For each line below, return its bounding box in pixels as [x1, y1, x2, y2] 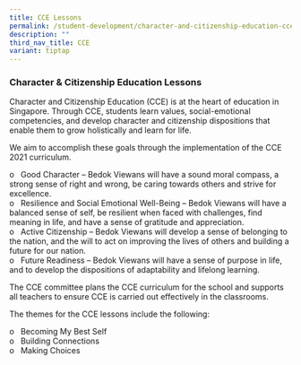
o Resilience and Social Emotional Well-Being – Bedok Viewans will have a [9, 198, 287, 209]
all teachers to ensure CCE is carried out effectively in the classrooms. [9, 291, 269, 302]
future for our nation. [9, 246, 87, 256]
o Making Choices [9, 345, 81, 356]
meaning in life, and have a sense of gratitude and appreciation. [9, 217, 245, 228]
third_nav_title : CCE [9, 38, 90, 48]
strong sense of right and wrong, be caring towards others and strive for [9, 178, 277, 189]
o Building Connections [9, 335, 100, 346]
